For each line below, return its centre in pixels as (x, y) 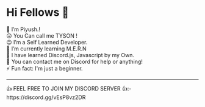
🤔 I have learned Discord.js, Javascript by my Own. (70, 55)
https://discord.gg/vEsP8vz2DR (46, 97)
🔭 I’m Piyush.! (23, 29)
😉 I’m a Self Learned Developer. (47, 42)
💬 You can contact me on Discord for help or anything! (75, 61)
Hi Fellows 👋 (38, 12)
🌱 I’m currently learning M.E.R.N (46, 49)
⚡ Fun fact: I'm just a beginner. (45, 68)
